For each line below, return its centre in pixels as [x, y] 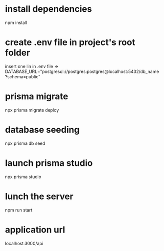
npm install [16, 23]
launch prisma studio [49, 163]
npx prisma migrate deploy [32, 110]
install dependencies [48, 9]
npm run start [19, 210]
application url [35, 230]
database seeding [42, 130]
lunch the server [39, 196]
